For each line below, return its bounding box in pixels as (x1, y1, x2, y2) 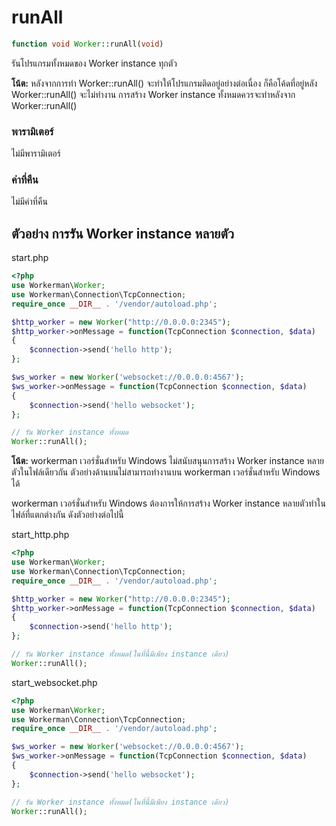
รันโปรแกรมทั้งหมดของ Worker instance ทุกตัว (11, 57, 178, 69)
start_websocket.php (11, 676, 98, 688)
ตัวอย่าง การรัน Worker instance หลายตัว (11, 225, 234, 242)
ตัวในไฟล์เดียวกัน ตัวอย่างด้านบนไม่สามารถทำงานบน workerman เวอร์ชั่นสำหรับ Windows (11, 466, 321, 478)
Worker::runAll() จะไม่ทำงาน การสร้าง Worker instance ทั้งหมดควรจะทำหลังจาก (11, 88, 296, 100)
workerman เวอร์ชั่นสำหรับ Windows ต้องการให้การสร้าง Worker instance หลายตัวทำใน (11, 497, 327, 510)
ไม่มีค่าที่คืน (11, 196, 48, 208)
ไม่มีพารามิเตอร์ (11, 147, 61, 160)
